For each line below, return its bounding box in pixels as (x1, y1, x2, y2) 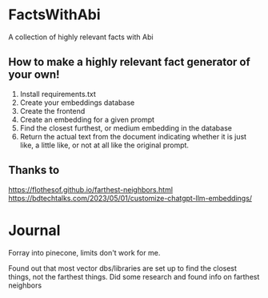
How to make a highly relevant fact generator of (8, 55, 250, 69)
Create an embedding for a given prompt (19, 115, 154, 124)
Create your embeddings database (19, 98, 135, 107)
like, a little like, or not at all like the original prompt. (19, 140, 190, 150)
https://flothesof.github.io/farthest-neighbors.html (8, 184, 174, 194)
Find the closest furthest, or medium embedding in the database (19, 123, 232, 133)
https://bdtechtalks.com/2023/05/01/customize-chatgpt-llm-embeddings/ (8, 193, 253, 203)
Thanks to (8, 163, 60, 177)
